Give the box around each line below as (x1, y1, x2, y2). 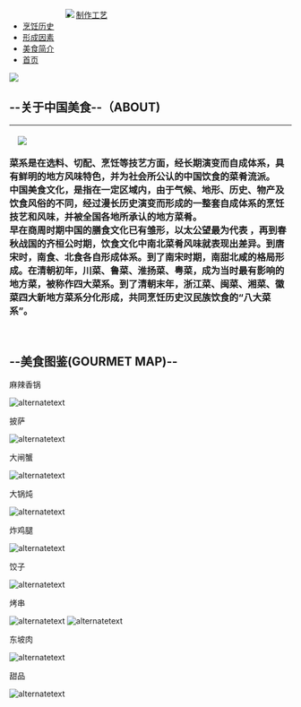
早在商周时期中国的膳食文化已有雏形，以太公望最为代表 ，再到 (9, 224, 278, 237)
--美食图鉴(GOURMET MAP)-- (9, 354, 178, 369)
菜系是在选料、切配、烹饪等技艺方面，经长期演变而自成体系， (9, 157, 276, 169)
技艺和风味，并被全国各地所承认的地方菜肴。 (9, 211, 202, 223)
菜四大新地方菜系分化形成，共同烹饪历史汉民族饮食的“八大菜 (9, 291, 271, 304)
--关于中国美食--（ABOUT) (9, 99, 161, 116)
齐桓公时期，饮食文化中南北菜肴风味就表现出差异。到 (46, 237, 276, 250)
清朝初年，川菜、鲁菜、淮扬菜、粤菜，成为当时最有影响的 (37, 264, 285, 277)
